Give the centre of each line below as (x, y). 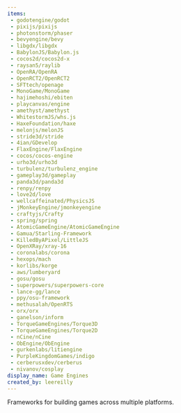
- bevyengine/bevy (37, 40)
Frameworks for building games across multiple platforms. (90, 402)
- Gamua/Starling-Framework (51, 234)
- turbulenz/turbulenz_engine (54, 169)
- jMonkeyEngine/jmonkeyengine (55, 208)
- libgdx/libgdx (34, 46)
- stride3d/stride (37, 136)
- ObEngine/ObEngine (40, 343)
